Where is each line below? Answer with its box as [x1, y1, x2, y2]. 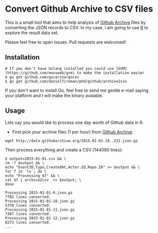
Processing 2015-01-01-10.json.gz [5, 199, 75, 203]
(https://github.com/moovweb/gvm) [5, 70, 75, 75]
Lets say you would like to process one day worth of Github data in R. [5, 119, 144, 125]
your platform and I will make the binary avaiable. [5, 92, 104, 98]
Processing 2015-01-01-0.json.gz [5, 190, 73, 195]
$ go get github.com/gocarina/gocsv [5, 74, 79, 80]
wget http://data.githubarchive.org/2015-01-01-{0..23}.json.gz [5, 138, 138, 143]
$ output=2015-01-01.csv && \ [5, 156, 67, 161]
